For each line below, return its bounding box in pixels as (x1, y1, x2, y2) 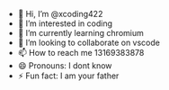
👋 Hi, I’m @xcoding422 (17, 9, 103, 19)
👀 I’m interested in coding (17, 18, 113, 29)
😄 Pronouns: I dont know (17, 60, 112, 71)
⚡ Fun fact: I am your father (17, 70, 120, 81)
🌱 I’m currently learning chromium (17, 28, 144, 38)
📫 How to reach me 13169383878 (17, 48, 145, 58)
